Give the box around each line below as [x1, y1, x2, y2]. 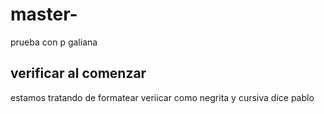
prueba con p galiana [10, 36, 98, 48]
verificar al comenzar [10, 65, 147, 82]
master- [10, 3, 78, 26]
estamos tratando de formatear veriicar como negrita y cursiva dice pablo [10, 91, 315, 103]
